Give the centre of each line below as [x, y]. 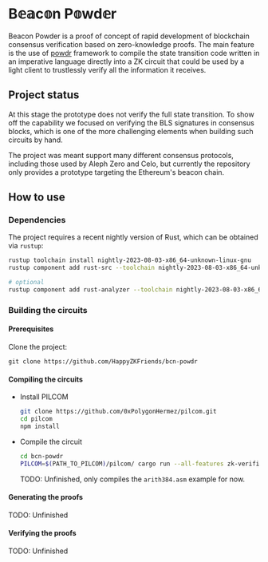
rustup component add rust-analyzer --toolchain [91, 290]
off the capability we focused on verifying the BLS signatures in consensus [132, 123]
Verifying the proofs [43, 533]
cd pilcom [36, 419]
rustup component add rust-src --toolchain [82, 268]
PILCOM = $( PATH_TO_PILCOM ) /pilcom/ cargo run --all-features [122, 464]
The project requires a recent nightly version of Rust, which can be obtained [134, 237]
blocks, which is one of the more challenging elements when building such [131, 131]
